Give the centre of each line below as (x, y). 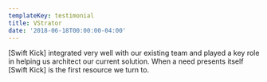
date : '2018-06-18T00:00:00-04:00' (67, 30)
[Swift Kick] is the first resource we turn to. (79, 70)
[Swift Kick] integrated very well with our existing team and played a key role (134, 53)
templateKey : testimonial (51, 16)
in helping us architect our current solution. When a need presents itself (126, 61)
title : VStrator (35, 23)
